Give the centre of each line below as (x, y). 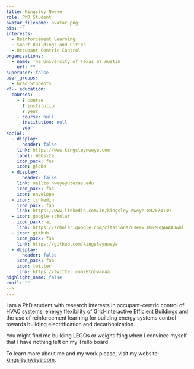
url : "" (26, 67)
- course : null (36, 117)
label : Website (36, 155)
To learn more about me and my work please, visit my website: (82, 354)
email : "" (18, 283)
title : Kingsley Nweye (34, 12)
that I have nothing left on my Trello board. (58, 342)
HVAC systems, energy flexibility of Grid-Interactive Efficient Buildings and (97, 312)
